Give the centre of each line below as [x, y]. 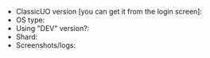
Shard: [27, 37]
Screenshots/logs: [46, 45]
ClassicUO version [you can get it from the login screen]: [109, 12]
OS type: [30, 20]
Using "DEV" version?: [52, 28]
